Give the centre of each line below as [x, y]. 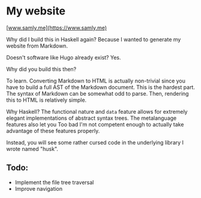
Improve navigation [39, 188]
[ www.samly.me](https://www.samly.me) [56, 28]
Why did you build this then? [41, 69]
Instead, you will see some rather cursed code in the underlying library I [95, 142]
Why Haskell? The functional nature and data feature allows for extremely [97, 111]
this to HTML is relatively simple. [46, 100]
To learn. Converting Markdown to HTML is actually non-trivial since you [96, 81]
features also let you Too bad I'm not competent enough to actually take [95, 124]
